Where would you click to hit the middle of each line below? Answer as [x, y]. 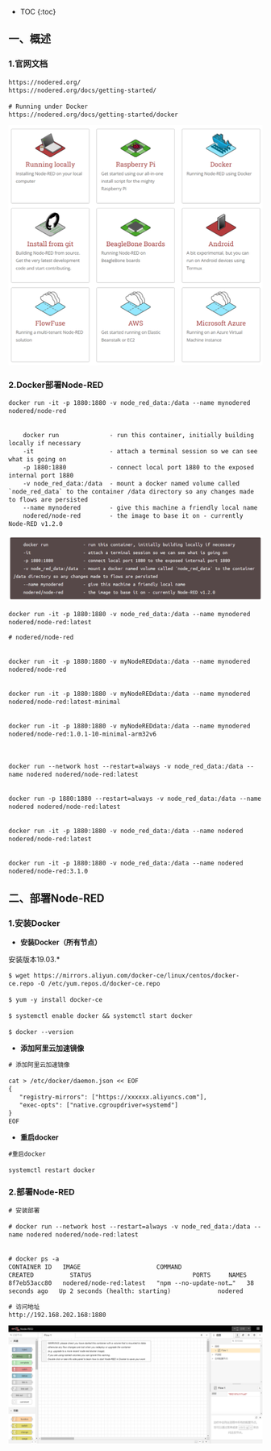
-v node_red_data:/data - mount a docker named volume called [131, 483]
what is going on [38, 459]
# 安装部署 [24, 1211]
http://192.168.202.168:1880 [57, 1315]
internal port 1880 [41, 475]
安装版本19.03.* [34, 959]
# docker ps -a [34, 1259]
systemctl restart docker [52, 1170]
